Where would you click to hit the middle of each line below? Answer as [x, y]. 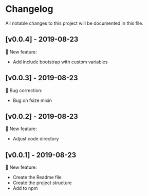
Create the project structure [42, 183]
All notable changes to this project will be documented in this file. [75, 23]
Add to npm [25, 188]
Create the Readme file [37, 177]
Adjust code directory [36, 139]
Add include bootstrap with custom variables [60, 62]
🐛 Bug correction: [24, 90]
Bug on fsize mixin [32, 100]
